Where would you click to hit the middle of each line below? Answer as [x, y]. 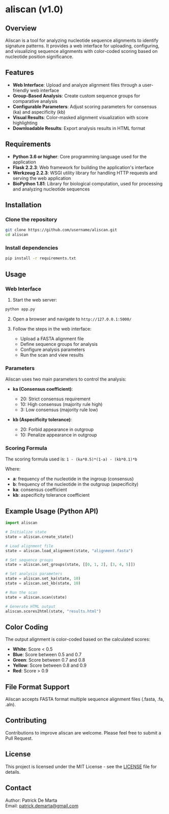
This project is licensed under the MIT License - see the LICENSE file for [81, 766]
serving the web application [42, 178]
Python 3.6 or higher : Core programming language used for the [80, 156]
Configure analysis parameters [52, 349]
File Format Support [37, 687]
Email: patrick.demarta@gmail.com [42, 805]
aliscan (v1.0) [34, 9]
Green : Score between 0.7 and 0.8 [49, 660]
